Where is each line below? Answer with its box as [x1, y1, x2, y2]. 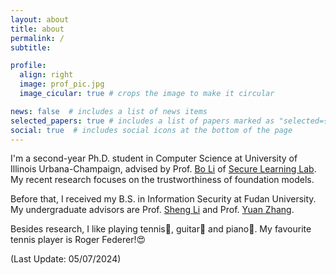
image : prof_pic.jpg [19, 79, 105, 90]
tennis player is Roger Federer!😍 [10, 234, 147, 246]
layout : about [10, 14, 70, 25]
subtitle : [10, 42, 52, 53]
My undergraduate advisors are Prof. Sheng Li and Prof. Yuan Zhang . [10, 204, 295, 216]
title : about [10, 24, 65, 34]
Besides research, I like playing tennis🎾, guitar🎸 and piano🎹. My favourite [10, 223, 312, 235]
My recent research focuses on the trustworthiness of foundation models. [10, 174, 315, 186]
